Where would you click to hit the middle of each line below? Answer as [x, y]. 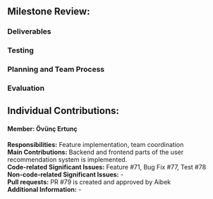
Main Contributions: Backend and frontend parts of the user [96, 152]
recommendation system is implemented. [67, 159]
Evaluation [26, 89]
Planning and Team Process [56, 70]
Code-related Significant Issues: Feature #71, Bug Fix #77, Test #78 [107, 167]
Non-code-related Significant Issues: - [66, 174]
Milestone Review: [49, 12]
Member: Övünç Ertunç [42, 129]
